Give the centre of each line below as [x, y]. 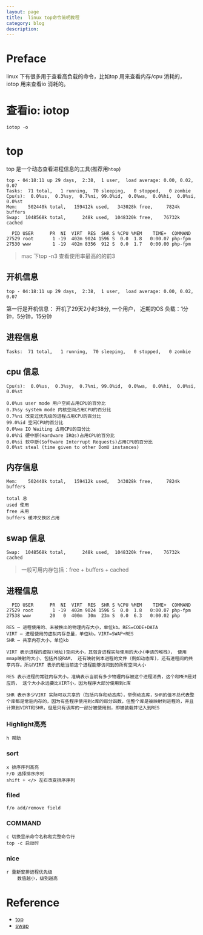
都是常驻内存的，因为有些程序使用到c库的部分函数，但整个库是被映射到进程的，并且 [104, 701]
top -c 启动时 [23, 843]
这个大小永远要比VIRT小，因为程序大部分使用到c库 [77, 683]
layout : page [23, 12]
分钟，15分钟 [36, 316]
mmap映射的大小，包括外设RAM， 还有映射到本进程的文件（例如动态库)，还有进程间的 [98, 658]
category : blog [25, 23]
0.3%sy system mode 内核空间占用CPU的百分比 [59, 410]
